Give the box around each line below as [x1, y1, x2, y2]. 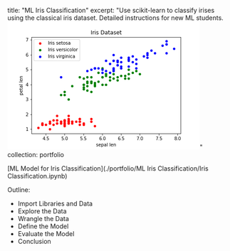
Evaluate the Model [17, 230, 75, 237]
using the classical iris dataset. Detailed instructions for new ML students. [7, 14, 224, 22]
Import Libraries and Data [17, 199, 93, 208]
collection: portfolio [7, 151, 64, 159]
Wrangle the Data [17, 215, 70, 223]
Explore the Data [17, 207, 67, 215]
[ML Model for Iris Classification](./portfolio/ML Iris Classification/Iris [7, 164, 209, 173]
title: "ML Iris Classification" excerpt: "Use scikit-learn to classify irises [7, 6, 215, 14]
